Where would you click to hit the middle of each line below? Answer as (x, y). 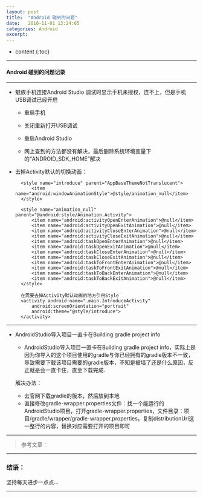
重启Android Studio (48, 138)
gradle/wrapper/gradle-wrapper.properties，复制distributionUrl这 (113, 419)
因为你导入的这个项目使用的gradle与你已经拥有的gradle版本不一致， (109, 355)
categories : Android (32, 29)
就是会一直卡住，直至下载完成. (67, 370)
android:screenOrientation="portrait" (80, 307)
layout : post (23, 12)
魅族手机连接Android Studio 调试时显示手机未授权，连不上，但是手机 (100, 92)
